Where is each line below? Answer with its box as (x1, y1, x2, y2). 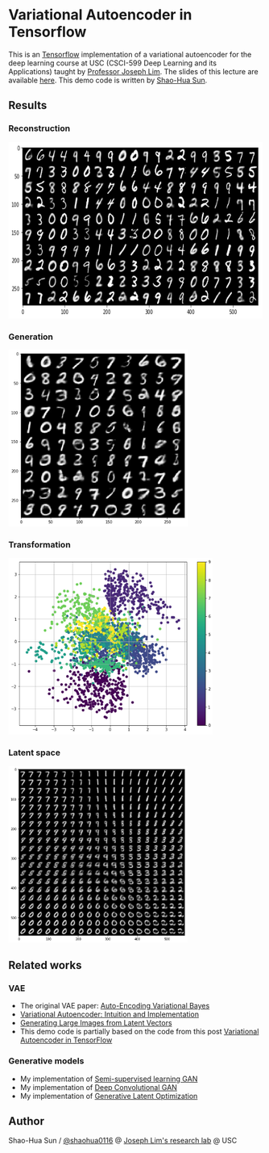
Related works (8, 958, 82, 972)
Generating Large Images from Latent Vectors (19, 1018, 172, 1028)
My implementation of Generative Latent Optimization (19, 1091, 198, 1101)
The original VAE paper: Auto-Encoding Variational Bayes (19, 1001, 210, 1011)
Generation (8, 331, 54, 342)
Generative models (8, 1055, 85, 1067)
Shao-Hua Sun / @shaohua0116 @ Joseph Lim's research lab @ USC (8, 1136, 238, 1146)
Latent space (8, 747, 60, 758)
